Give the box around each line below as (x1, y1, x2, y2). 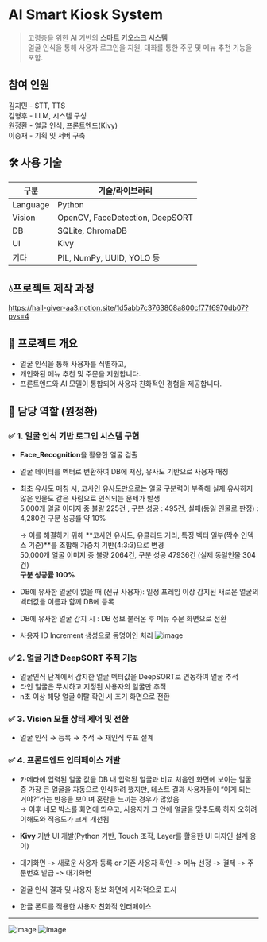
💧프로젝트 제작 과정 (8, 281, 95, 295)
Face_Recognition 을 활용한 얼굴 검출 (19, 450, 138, 459)
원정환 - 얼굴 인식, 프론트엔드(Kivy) (8, 121, 118, 130)
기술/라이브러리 (98, 185, 153, 196)
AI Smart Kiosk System (8, 6, 164, 24)
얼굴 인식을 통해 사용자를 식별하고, (19, 359, 126, 369)
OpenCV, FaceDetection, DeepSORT (56, 212, 193, 223)
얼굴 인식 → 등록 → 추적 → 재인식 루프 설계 (19, 733, 154, 743)
